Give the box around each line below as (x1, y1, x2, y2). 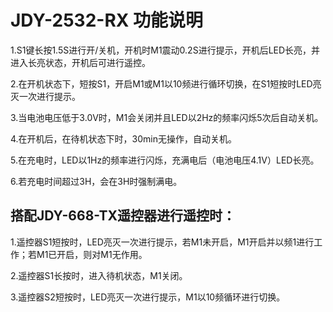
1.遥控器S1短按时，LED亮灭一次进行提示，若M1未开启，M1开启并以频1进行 (10, 236, 315, 248)
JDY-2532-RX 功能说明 (10, 9, 204, 32)
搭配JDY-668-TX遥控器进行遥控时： (10, 207, 237, 225)
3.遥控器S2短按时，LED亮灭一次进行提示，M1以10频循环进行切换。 (10, 291, 286, 303)
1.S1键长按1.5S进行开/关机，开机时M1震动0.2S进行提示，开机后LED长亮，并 (10, 44, 321, 56)
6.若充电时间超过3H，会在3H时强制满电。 (10, 175, 183, 187)
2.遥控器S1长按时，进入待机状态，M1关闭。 (10, 269, 188, 281)
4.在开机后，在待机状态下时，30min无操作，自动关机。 (10, 132, 238, 145)
